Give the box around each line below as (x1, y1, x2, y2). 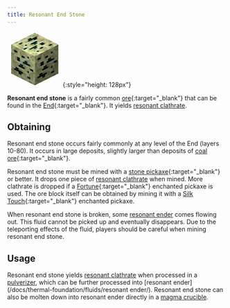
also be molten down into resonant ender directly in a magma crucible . (7, 293, 209, 301)
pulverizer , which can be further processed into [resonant (7, 278, 172, 287)
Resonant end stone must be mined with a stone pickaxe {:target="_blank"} (7, 167, 220, 176)
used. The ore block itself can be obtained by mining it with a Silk (7, 190, 193, 198)
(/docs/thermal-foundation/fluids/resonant (7, 286, 129, 294)
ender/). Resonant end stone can (130, 286, 224, 294)
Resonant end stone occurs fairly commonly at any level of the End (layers (7, 139, 220, 148)
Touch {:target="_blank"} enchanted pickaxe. (7, 197, 135, 206)
